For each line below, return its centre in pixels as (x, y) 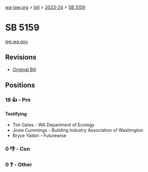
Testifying (16, 114)
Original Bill (24, 69)
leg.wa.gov (17, 41)
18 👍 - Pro (18, 100)
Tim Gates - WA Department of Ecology (53, 125)
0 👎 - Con (18, 149)
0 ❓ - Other (19, 164)
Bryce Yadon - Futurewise (39, 136)
